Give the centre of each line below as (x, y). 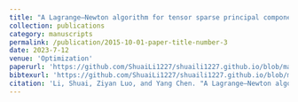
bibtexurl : (29, 75)
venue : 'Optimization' (51, 59)
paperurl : (27, 67)
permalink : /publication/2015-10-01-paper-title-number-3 (118, 42)
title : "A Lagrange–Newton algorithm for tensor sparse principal (134, 17)
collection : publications (57, 26)
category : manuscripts (51, 34)
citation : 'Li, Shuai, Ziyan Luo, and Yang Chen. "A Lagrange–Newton (141, 83)
